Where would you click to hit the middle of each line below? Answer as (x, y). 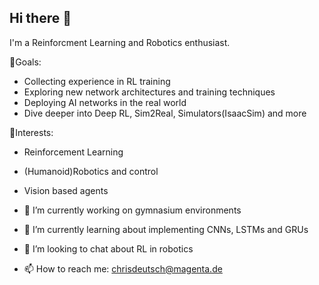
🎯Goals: (25, 62)
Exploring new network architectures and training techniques (149, 92)
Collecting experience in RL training (97, 81)
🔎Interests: (31, 132)
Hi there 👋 (40, 18)
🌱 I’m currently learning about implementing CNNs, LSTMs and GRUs (166, 229)
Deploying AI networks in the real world (105, 102)
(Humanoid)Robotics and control (91, 171)
